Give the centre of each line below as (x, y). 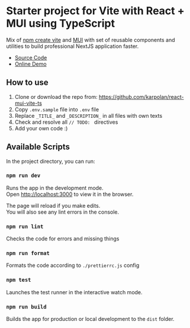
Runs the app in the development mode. (55, 188)
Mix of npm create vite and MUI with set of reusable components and (91, 40)
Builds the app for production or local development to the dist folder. (90, 319)
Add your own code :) (41, 128)
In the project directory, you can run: (51, 161)
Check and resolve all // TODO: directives (66, 122)
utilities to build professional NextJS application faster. (73, 46)
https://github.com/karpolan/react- (141, 97)
